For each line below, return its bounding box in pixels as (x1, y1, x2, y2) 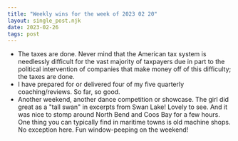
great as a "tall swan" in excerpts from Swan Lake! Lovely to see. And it (17, 103, 228, 111)
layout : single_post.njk (7, 17, 81, 24)
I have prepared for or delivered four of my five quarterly (17, 80, 185, 89)
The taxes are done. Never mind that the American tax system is (17, 50, 207, 58)
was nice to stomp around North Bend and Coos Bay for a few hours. (17, 110, 221, 119)
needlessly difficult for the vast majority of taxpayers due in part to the (17, 58, 225, 66)
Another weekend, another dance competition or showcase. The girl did (17, 95, 229, 104)
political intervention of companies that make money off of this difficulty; (17, 65, 232, 73)
